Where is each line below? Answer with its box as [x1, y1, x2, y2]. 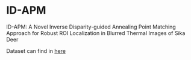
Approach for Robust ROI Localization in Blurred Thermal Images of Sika [6, 29, 186, 36]
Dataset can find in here [6, 47, 66, 54]
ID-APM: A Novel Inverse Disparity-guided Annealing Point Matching [6, 23, 176, 30]
